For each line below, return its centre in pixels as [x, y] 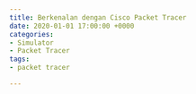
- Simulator [31, 43]
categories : [31, 34]
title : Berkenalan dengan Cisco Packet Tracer [98, 17]
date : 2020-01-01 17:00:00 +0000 [72, 26]
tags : [19, 59]
